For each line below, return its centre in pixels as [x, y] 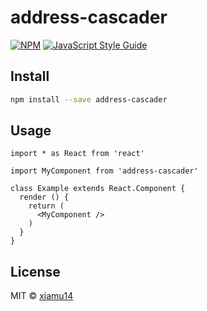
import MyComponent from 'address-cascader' [104, 171]
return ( [46, 206]
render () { [44, 197]
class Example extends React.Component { [98, 189]
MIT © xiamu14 [42, 296]
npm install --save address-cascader [89, 99]
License [35, 271]
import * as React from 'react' [77, 154]
